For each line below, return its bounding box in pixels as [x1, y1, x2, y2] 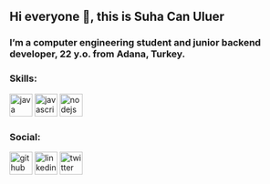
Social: [9, 130, 41, 143]
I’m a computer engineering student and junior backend [9, 36, 262, 49]
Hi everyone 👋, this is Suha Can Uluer [9, 9, 225, 25]
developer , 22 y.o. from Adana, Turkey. [9, 47, 185, 60]
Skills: [9, 72, 38, 85]
